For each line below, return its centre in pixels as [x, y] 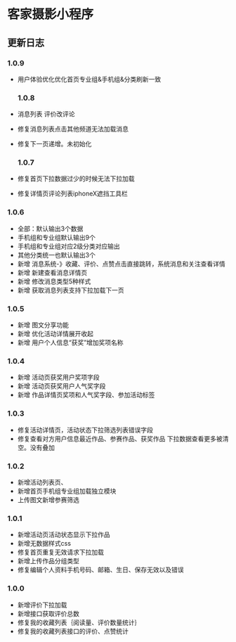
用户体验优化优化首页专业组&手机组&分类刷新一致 [89, 79]
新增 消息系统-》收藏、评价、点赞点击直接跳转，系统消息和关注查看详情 [122, 264]
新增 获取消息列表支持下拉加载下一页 [71, 290]
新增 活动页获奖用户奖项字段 [58, 378]
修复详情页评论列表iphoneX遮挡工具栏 [73, 193]
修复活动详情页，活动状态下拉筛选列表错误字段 [85, 430]
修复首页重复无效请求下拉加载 [60, 552]
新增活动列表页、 [42, 482]
